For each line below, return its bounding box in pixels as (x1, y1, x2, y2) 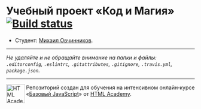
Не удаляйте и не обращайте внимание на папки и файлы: (6, 54, 157, 61)
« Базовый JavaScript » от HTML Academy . (26, 90, 132, 97)
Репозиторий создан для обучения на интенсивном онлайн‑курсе (26, 84, 195, 91)
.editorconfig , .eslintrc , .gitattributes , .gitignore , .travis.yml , (6, 60, 172, 67)
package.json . (6, 66, 40, 74)
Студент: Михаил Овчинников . (14, 37, 93, 44)
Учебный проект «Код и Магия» (6, 4, 175, 18)
